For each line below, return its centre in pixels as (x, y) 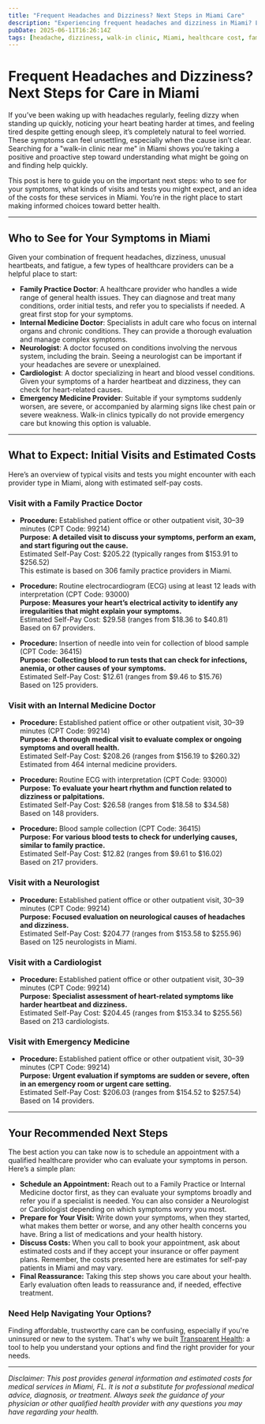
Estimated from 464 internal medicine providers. (98, 764)
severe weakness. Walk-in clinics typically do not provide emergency (132, 415)
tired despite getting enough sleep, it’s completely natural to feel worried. (127, 132)
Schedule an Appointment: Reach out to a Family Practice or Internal (132, 1184)
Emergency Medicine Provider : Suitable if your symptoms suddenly (131, 398)
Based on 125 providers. (59, 685)
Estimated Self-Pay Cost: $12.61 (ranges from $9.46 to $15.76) (121, 677)
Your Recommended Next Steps (88, 1133)
